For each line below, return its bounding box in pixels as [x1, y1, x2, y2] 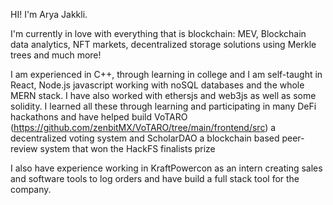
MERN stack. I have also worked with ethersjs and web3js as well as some [10, 90, 317, 101]
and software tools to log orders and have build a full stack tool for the [10, 173, 300, 184]
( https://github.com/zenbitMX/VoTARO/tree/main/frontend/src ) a [10, 122, 277, 133]
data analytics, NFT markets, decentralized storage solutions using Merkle [10, 39, 317, 50]
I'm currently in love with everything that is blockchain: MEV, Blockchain [10, 28, 307, 39]
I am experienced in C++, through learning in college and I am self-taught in [10, 69, 323, 80]
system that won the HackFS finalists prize [39, 143, 216, 154]
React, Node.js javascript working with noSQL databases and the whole [10, 79, 305, 91]
